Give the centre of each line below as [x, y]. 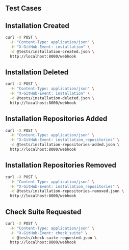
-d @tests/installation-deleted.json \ [52, 98]
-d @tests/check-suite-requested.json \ [53, 238]
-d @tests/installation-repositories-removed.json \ [67, 191]
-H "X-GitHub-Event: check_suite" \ [49, 233]
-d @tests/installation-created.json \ [52, 51]
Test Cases [23, 8]
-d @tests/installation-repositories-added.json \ [65, 145]
